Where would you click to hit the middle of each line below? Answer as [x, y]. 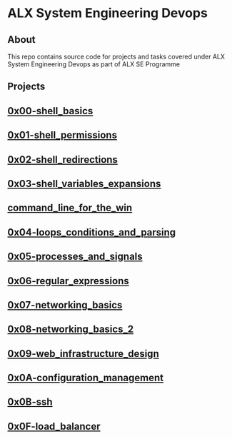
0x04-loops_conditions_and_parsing [92, 232]
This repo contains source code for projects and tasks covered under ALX [116, 56]
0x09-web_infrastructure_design [83, 354]
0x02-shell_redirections [62, 160]
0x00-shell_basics [50, 111]
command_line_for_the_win [70, 208]
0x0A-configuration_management [86, 378]
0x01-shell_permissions [62, 135]
